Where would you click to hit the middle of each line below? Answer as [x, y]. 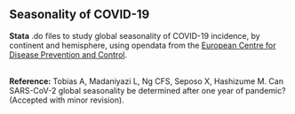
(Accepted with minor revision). [67, 100]
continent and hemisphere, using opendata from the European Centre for [143, 45]
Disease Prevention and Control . [68, 54]
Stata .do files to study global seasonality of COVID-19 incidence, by [135, 35]
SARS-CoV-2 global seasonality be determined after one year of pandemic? [147, 90]
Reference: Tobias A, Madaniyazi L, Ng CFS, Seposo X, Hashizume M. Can [147, 81]
